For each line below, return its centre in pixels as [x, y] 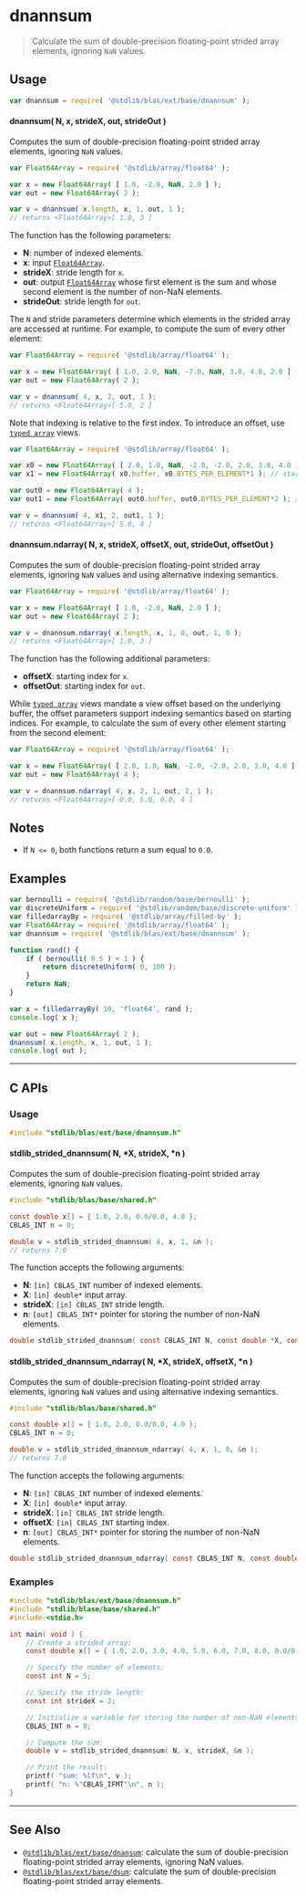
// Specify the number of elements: [96, 1668]
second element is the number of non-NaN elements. [122, 292]
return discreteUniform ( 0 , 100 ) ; [110, 967]
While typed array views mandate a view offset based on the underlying [145, 704]
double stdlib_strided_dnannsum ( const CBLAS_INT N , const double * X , [146, 1341]
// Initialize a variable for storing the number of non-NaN [144, 1717]
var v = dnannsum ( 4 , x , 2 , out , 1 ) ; [83, 397]
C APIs [29, 1088]
